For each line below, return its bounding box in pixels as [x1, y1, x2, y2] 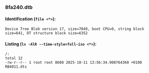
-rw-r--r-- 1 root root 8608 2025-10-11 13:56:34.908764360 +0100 [5, 60, 142, 65]
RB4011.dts [5, 64, 27, 69]
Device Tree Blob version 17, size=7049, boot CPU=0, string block [5, 27, 145, 31]
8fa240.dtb [5, 4, 33, 11]
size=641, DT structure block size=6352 [5, 31, 88, 36]
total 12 [5, 56, 23, 61]
